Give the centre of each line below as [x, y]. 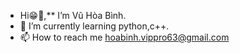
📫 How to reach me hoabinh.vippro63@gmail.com [124, 37]
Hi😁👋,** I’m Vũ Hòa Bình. [73, 15]
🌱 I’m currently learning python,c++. [94, 26]
